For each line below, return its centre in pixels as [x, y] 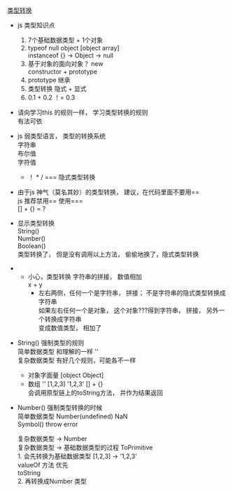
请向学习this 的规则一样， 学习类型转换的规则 [83, 112]
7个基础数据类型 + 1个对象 [65, 40]
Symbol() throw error [48, 424]
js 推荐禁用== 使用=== [50, 201]
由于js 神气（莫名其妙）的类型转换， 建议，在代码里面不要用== [108, 192]
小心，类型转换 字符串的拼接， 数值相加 [85, 276]
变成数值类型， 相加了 [70, 328]
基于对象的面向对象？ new [65, 64]
